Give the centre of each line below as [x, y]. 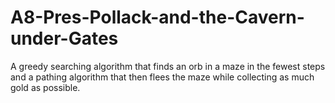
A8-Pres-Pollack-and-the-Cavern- [157, 17]
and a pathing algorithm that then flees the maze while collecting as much [162, 77]
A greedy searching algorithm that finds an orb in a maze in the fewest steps [168, 66]
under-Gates [64, 38]
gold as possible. [45, 87]
